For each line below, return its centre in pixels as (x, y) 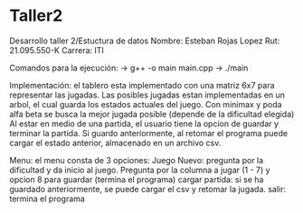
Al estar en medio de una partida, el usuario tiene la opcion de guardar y (144, 124)
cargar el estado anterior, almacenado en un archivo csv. (115, 143)
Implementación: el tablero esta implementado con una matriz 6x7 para (142, 85)
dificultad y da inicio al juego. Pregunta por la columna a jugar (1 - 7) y (140, 170)
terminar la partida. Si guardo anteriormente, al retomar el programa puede (148, 133)
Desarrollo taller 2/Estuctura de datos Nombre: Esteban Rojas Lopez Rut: (145, 41)
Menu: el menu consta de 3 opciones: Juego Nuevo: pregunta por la (137, 160)
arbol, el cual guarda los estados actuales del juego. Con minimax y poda (146, 104)
